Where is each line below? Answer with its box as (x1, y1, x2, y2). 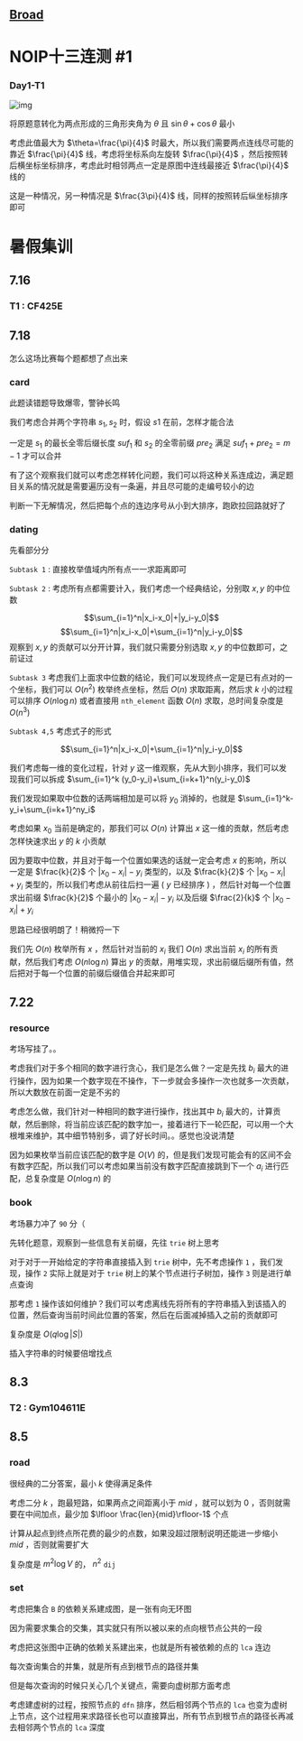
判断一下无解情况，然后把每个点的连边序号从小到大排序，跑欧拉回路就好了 (9, 500, 286, 511)
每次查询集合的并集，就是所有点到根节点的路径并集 (9, 1661, 199, 1672)
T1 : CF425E (9, 300, 63, 312)
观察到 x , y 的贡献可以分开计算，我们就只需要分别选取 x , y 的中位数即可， (9, 642, 280, 653)
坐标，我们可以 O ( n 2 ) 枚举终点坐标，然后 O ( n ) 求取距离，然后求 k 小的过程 (16, 682, 293, 695)
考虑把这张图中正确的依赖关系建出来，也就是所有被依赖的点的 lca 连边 (9, 1642, 271, 1653)
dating (9, 523, 39, 535)
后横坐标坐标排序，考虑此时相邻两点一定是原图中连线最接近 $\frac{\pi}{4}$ (9, 160, 289, 171)
